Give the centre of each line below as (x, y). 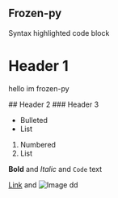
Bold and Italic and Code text (55, 169)
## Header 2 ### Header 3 (54, 104)
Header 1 (38, 66)
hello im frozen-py (39, 88)
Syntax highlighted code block (59, 33)
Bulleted (34, 120)
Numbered (38, 144)
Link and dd (43, 185)
